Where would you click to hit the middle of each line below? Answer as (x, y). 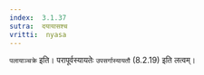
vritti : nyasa (38, 34)
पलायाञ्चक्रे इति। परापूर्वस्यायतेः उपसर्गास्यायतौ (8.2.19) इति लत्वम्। (103, 61)
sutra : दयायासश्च (39, 26)
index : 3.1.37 (38, 18)
